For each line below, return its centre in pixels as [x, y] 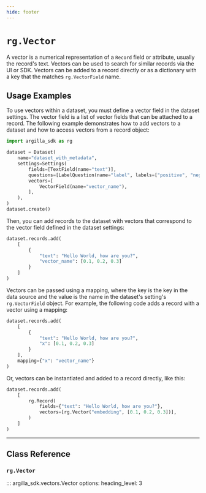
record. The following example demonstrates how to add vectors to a [93, 124]
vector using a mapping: [37, 309]
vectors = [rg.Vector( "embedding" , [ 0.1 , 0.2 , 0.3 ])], [108, 412]
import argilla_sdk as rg [39, 141]
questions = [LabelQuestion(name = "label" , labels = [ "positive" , [108, 175]
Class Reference [38, 454]
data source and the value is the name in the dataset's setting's [86, 296]
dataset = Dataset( [31, 152]
